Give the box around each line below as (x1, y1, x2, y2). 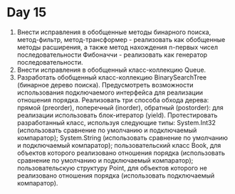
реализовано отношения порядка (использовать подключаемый (16, 171, 215, 180)
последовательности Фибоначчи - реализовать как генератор (16, 50, 208, 59)
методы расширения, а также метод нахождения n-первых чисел (16, 43, 219, 51)
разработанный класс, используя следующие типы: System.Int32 (16, 118, 216, 126)
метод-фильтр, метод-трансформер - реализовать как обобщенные (16, 35, 226, 43)
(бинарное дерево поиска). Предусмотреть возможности (16, 80, 194, 89)
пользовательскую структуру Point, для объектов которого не (16, 163, 207, 172)
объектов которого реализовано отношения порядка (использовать (16, 149, 226, 157)
